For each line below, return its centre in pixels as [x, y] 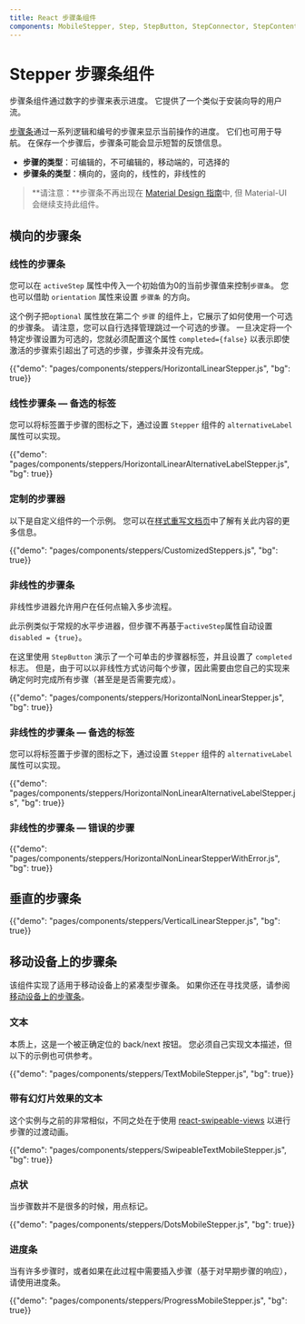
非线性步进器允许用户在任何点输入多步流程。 [93, 607]
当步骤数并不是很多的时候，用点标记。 [81, 1207]
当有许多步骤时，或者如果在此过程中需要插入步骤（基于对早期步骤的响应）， [151, 1271]
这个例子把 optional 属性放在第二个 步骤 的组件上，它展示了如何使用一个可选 [151, 316]
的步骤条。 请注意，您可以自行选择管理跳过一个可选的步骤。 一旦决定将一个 [151, 327]
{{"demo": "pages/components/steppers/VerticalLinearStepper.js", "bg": [145, 921]
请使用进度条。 [37, 1282]
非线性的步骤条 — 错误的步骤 [72, 828]
